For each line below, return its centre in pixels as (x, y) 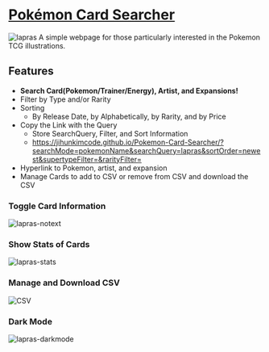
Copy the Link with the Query (68, 125)
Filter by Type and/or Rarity (65, 99)
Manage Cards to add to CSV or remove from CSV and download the (134, 176)
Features (31, 71)
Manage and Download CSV (64, 283)
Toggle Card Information (57, 206)
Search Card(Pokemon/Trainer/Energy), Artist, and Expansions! (129, 90)
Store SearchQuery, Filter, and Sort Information (110, 133)
